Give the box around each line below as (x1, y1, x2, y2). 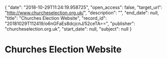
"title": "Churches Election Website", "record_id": (5, 15, 107, 21)
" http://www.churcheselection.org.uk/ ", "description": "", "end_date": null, (5, 10, 159, 16)
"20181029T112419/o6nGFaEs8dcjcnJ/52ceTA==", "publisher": (5, 20, 136, 26)
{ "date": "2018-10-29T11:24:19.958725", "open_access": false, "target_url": (5, 5, 163, 10)
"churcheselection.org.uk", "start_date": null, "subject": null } (5, 26, 132, 32)
